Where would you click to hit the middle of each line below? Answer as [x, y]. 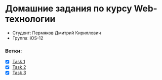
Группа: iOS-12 [28, 38]
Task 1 [19, 62]
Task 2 [19, 67]
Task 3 [19, 73]
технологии [30, 19]
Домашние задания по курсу [69, 9]
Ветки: [14, 51]
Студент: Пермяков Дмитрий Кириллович [57, 33]
